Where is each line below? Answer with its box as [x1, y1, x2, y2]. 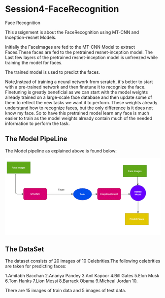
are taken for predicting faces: [5, 263, 66, 269]
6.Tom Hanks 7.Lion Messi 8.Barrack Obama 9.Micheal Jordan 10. [5, 278, 138, 284]
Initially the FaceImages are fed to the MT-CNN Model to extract [5, 44, 135, 50]
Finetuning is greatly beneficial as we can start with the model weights [5, 89, 148, 95]
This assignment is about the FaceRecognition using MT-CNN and [5, 29, 139, 35]
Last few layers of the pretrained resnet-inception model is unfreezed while [5, 54, 158, 60]
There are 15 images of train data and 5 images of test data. [5, 288, 127, 294]
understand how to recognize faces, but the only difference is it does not [5, 105, 153, 111]
